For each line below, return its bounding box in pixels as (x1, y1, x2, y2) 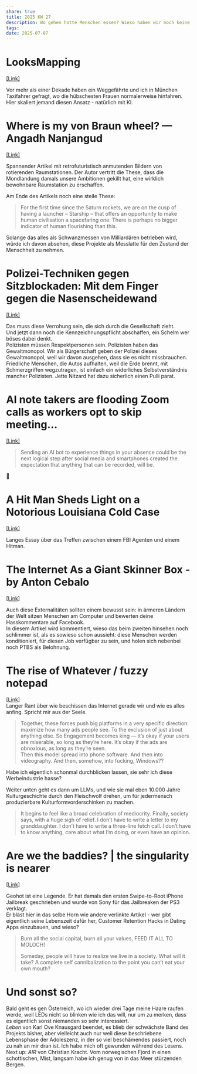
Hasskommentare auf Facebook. (6, 618, 85, 626)
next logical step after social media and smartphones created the (20, 455, 178, 462)
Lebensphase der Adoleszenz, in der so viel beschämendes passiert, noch (6, 1036, 186, 1043)
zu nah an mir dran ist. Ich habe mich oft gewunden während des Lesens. (6, 1042, 184, 1049)
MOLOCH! (20, 941, 46, 948)
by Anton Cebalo (6, 576, 90, 589)
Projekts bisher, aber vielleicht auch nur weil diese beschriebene (6, 1029, 162, 1036)
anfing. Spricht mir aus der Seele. (6, 708, 87, 715)
